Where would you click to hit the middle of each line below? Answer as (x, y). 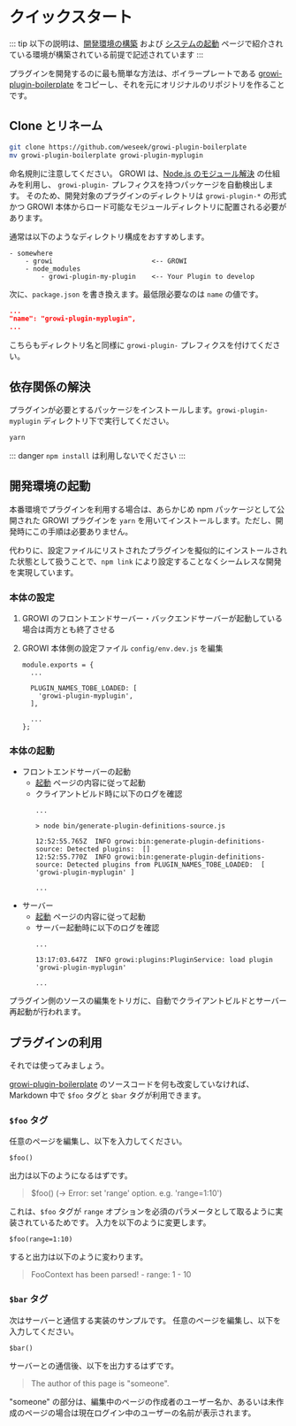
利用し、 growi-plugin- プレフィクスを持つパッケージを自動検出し (145, 184)
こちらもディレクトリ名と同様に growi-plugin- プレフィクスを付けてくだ (141, 345)
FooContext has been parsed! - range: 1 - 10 (111, 1275)
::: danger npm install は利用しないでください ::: (98, 455)
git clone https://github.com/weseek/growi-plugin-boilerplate (128, 147)
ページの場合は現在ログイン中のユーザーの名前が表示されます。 (140, 1413)
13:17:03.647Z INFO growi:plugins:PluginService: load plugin (154, 960)
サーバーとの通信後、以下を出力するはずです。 (94, 1365)
